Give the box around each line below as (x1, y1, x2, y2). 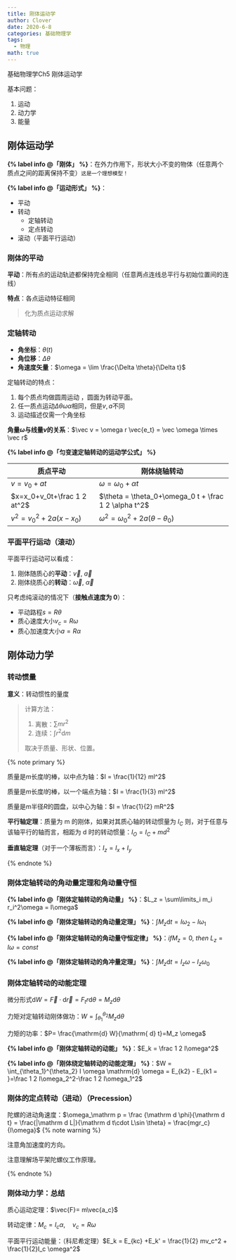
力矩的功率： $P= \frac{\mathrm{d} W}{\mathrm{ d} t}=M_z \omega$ (7, 1029, 206, 1038)
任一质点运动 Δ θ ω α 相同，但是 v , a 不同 (17, 402, 125, 410)
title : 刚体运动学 (7, 10, 56, 18)
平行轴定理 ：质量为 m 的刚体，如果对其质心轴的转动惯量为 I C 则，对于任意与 (7, 817, 228, 827)
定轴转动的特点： (7, 378, 57, 387)
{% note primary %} (7, 758, 65, 767)
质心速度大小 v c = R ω (17, 617, 79, 627)
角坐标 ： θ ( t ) (17, 345, 53, 354)
